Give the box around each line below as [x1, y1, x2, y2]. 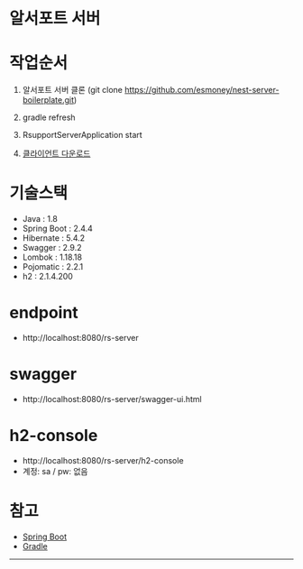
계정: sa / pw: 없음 [22, 465, 88, 476]
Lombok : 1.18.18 [22, 252, 83, 262]
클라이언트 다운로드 [22, 148, 91, 159]
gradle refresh [22, 112, 76, 123]
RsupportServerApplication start [22, 130, 142, 141]
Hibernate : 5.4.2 [22, 233, 86, 243]
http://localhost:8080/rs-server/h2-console [22, 454, 184, 465]
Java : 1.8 [22, 214, 59, 225]
